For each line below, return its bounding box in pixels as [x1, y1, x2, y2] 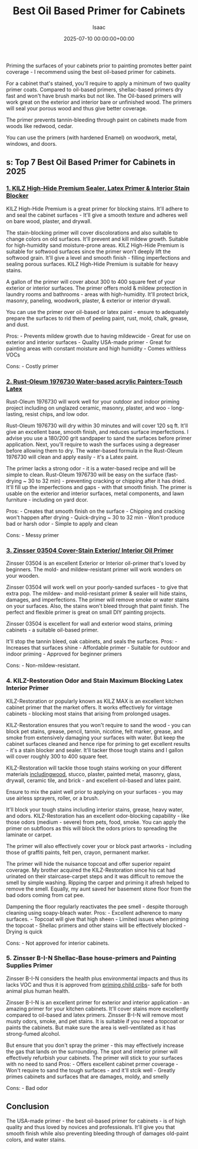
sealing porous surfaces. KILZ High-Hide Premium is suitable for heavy [6, 260, 179, 267]
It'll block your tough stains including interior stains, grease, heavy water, [6, 806, 184, 813]
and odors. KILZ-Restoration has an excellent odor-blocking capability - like [6, 812, 190, 819]
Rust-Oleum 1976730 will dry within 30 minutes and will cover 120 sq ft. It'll [6, 422, 189, 429]
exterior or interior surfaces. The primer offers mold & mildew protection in [6, 284, 187, 292]
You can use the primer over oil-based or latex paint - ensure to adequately [6, 308, 189, 315]
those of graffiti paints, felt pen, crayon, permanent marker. [6, 849, 150, 856]
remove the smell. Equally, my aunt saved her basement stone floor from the [6, 885, 192, 892]
